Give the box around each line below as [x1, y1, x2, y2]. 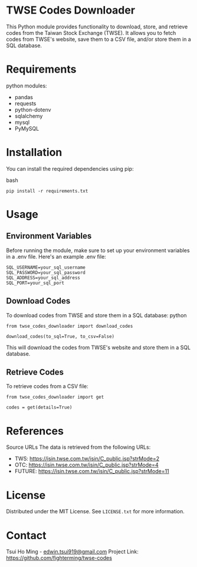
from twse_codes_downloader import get [6, 394, 104, 400]
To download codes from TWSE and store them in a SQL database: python [6, 311, 187, 319]
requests [14, 100, 37, 107]
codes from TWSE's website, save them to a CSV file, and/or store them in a [6, 35, 192, 43]
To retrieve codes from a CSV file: [6, 383, 88, 390]
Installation [6, 146, 63, 159]
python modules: [6, 82, 47, 89]
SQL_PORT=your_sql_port [6, 280, 65, 286]
